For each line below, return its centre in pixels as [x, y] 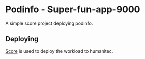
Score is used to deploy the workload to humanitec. [59, 51]
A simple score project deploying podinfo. [49, 23]
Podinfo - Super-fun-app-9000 [73, 9]
